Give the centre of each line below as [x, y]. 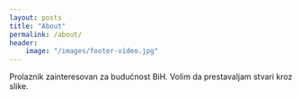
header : [24, 43]
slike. [19, 86]
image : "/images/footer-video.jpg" [92, 51]
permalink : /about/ [46, 34]
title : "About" [38, 26]
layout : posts [36, 18]
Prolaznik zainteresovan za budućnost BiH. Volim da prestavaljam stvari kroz [151, 76]
